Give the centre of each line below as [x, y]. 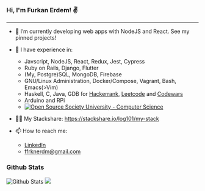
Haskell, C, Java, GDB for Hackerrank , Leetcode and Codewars [103, 94]
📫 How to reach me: [41, 131]
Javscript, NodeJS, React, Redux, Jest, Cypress [85, 62]
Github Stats [25, 167]
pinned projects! [36, 38]
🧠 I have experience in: [44, 50]
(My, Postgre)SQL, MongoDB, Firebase [73, 74]
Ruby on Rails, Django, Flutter [61, 68]
